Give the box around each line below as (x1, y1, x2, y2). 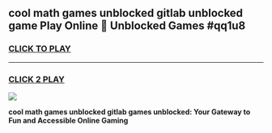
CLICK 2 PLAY (8, 73, 65, 85)
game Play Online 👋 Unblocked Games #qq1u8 (8, 19, 246, 33)
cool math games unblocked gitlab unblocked (8, 6, 244, 20)
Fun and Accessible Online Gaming (8, 115, 129, 125)
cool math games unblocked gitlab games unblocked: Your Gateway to (8, 106, 251, 116)
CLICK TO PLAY (8, 44, 71, 55)
